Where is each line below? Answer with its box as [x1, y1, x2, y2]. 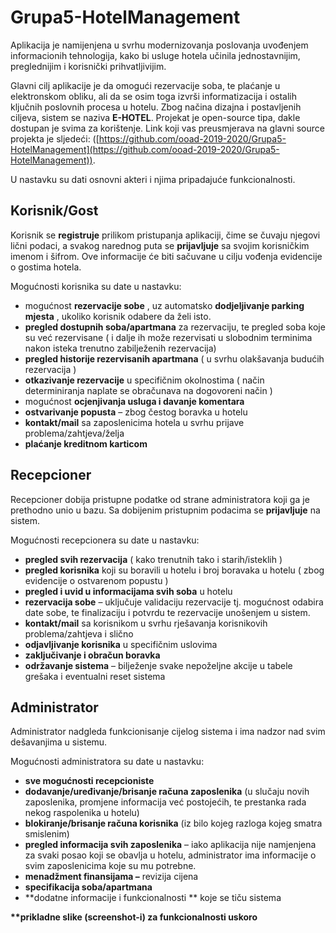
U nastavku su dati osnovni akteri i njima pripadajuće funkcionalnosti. [10, 173, 296, 185]
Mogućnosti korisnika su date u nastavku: [10, 280, 182, 292]
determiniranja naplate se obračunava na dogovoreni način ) [24, 384, 273, 396]
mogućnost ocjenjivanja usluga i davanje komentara [24, 395, 245, 407]
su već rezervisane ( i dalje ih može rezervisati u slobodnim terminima [24, 331, 313, 343]
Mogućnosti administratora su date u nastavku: [10, 756, 205, 768]
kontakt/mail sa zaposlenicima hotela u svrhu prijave [24, 416, 245, 428]
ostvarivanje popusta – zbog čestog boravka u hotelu [24, 406, 248, 418]
